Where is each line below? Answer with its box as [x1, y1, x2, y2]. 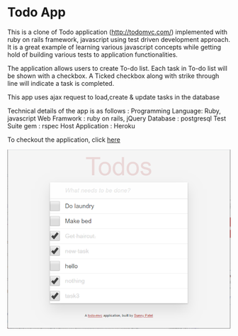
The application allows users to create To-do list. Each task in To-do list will [7, 64, 228, 72]
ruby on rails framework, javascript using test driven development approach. [7, 35, 230, 43]
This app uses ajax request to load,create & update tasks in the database [7, 93, 220, 101]
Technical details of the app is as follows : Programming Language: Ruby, [7, 106, 222, 115]
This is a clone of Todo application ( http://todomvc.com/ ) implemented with [7, 28, 228, 36]
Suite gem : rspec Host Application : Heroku [7, 121, 136, 130]
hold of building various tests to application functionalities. [7, 50, 178, 59]
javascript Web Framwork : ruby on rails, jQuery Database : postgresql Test [7, 114, 227, 123]
